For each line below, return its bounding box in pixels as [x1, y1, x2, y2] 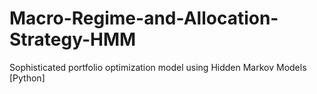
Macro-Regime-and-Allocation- [9, 7, 279, 30]
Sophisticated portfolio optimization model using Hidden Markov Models [9, 61, 307, 73]
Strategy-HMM [9, 28, 137, 51]
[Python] [9, 72, 46, 84]
